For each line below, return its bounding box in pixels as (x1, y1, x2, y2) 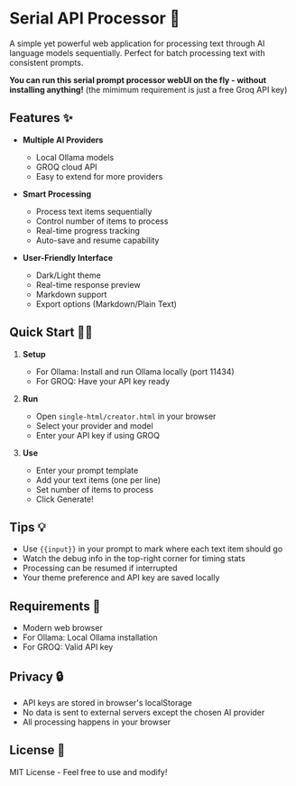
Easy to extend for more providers (35, 171, 163, 181)
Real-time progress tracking (35, 225, 140, 236)
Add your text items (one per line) (35, 474, 161, 485)
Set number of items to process (35, 484, 153, 495)
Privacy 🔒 (9, 669, 64, 684)
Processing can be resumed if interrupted (22, 563, 178, 574)
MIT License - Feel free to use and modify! (9, 766, 168, 777)
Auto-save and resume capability (35, 235, 160, 245)
